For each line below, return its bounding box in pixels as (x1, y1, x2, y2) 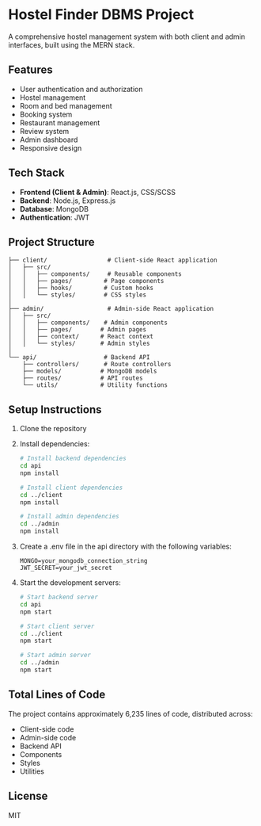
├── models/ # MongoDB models (22, 367, 157, 376)
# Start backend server (19, 593, 99, 602)
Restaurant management (19, 117, 100, 128)
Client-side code (19, 724, 74, 734)
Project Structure (8, 235, 95, 249)
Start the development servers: (19, 578, 121, 587)
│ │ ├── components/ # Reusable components (8, 270, 182, 278)
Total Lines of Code (8, 688, 106, 702)
